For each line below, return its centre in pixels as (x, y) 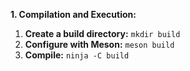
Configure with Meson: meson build (99, 44)
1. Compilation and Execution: (73, 14)
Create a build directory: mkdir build (102, 33)
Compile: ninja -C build (77, 55)
